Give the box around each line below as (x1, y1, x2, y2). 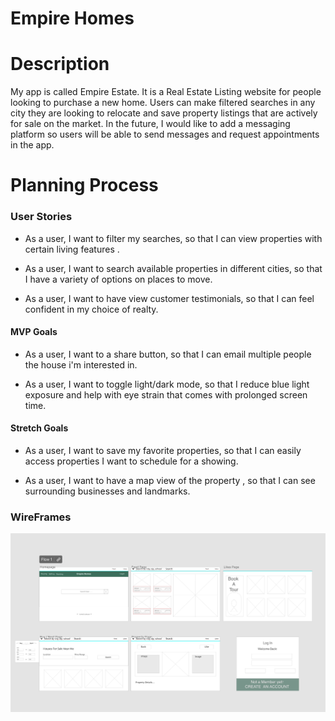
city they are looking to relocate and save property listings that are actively (10, 107, 318, 119)
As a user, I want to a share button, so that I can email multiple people (24, 348, 312, 360)
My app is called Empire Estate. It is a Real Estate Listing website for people (10, 86, 322, 98)
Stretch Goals (10, 422, 69, 434)
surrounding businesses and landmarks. (24, 485, 191, 497)
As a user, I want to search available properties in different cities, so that (24, 262, 323, 274)
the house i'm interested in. (24, 358, 138, 371)
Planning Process (10, 174, 159, 197)
